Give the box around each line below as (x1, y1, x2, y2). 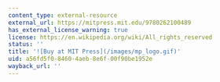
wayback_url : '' (8, 62, 61, 70)
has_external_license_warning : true (8, 26, 128, 34)
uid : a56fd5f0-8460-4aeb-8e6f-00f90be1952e (8, 55, 153, 63)
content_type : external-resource (8, 11, 118, 20)
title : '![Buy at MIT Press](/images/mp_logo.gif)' (8, 48, 181, 55)
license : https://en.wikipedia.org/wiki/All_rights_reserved (8, 33, 213, 41)
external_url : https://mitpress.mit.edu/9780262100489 (8, 19, 192, 27)
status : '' (8, 41, 44, 48)
